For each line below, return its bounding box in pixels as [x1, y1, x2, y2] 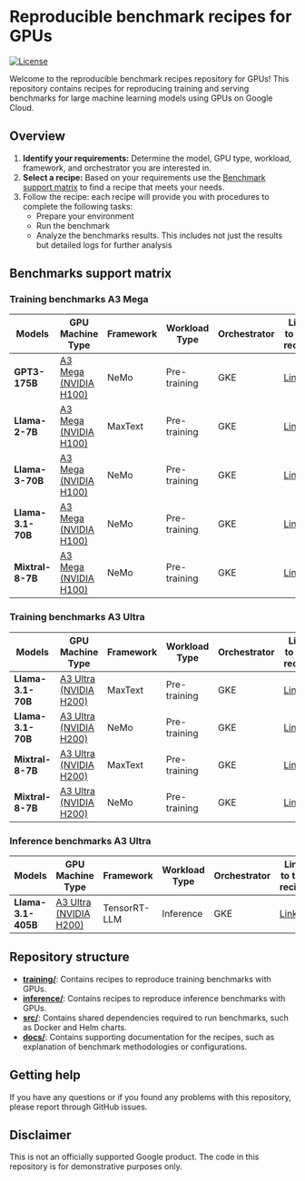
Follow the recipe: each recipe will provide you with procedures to [22, 191, 270, 202]
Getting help [9, 1068, 81, 1083]
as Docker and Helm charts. [22, 1021, 127, 1032]
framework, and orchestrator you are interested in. [22, 162, 212, 173]
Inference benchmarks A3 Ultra [9, 834, 152, 847]
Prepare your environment [35, 211, 134, 221]
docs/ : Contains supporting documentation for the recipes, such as [22, 1031, 275, 1042]
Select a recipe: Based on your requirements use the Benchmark [22, 172, 266, 182]
